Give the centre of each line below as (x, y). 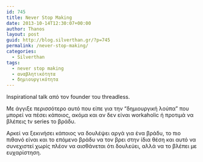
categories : (21, 52)
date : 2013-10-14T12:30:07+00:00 (49, 23)
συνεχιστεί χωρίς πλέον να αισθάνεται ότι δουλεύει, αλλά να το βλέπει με (101, 146)
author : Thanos (26, 29)
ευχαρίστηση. (24, 153)
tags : (13, 62)
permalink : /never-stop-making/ (47, 46)
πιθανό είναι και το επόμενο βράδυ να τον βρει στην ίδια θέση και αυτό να (101, 140)
